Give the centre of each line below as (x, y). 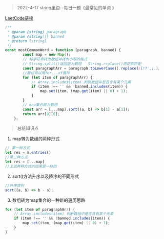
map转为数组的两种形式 (36, 139)
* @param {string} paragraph (37, 32)
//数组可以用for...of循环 (46, 73)
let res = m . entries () (28, 153)
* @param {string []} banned (36, 36)
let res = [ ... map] (25, 162)
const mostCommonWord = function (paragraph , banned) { (63, 50)
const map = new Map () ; (47, 55)
